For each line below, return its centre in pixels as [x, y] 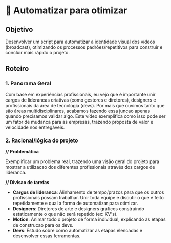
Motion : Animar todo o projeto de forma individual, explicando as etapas [89, 219]
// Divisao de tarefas [27, 182]
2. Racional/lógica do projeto [42, 140]
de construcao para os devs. [43, 225]
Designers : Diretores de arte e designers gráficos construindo [78, 208]
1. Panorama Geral [28, 83]
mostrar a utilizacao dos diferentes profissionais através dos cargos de [80, 167]
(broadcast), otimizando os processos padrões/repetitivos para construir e [84, 47]
